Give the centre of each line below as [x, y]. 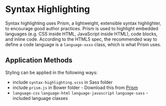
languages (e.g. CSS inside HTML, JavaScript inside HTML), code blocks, [81, 34]
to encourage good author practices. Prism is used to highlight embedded [82, 28]
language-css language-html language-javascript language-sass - [80, 93]
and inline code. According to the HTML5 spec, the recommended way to [81, 39]
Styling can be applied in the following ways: [52, 72]
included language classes [40, 98]
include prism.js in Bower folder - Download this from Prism [75, 87]
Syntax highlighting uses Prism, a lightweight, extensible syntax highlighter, [83, 23]
